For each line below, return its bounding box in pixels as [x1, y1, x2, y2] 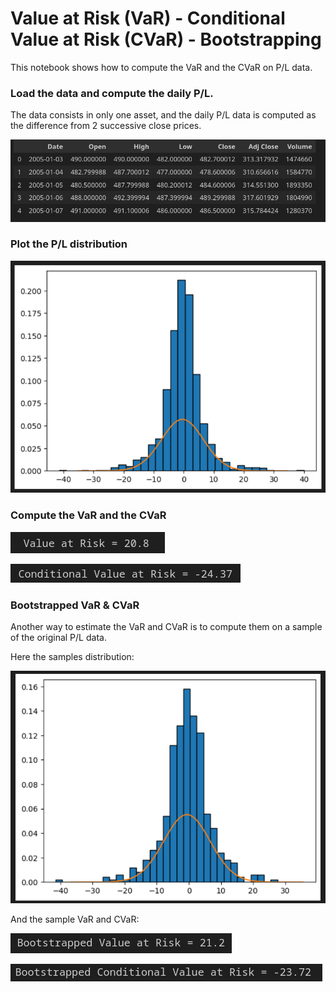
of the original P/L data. [10, 631, 107, 643]
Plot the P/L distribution [10, 237, 128, 251]
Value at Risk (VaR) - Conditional [10, 7, 286, 30]
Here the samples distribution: [10, 650, 135, 662]
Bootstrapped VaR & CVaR [10, 598, 140, 612]
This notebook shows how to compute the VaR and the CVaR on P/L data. [10, 61, 313, 73]
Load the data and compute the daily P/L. [10, 86, 214, 100]
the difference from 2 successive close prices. [10, 120, 202, 132]
